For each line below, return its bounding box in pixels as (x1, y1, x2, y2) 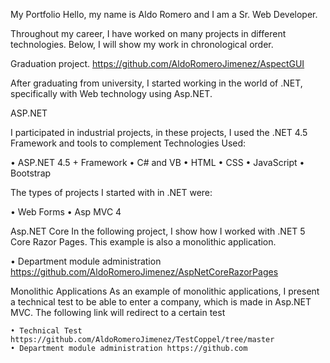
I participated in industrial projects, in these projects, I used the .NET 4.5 (10, 127, 308, 138)
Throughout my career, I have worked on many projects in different (10, 28, 287, 39)
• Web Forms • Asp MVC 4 (10, 206, 122, 218)
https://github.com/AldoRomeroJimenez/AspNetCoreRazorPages (10, 266, 279, 278)
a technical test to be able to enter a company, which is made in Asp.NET (10, 296, 312, 308)
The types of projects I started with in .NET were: (10, 187, 213, 198)
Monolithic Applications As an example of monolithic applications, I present (10, 285, 320, 297)
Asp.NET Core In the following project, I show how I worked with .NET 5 (10, 225, 306, 237)
